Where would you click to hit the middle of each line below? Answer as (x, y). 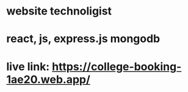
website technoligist (59, 11)
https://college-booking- (117, 66)
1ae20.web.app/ (48, 79)
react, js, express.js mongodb (83, 39)
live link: (28, 66)
